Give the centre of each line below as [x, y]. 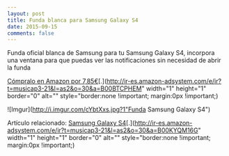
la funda [19, 68]
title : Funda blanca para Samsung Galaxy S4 [73, 20]
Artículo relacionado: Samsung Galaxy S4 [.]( [71, 123]
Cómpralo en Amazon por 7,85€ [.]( [57, 81]
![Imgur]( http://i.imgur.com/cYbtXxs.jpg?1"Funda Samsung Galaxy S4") [109, 109]
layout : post [26, 14]
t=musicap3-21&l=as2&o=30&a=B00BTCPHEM [74, 88]
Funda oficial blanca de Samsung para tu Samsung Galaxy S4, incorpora [111, 53]
